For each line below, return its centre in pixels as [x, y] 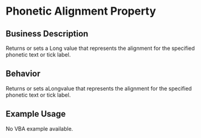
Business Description [47, 34]
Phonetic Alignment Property [81, 11]
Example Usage [36, 114]
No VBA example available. [39, 128]
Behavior [23, 74]
